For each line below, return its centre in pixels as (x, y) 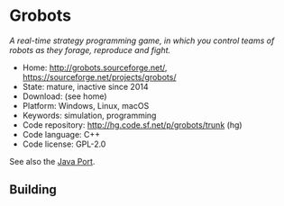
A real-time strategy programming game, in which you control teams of (142, 40)
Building (33, 190)
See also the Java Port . (52, 161)
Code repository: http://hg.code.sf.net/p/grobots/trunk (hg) (132, 125)
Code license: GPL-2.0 (64, 144)
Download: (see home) (64, 96)
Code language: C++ (61, 134)
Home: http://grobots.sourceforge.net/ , (95, 67)
